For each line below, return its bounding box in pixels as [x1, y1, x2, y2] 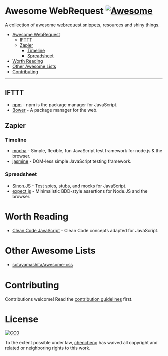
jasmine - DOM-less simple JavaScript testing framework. [12, 158, 132, 164]
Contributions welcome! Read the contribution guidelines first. [5, 296, 133, 302]
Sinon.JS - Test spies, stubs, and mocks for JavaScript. [12, 183, 127, 189]
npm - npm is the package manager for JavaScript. [12, 101, 118, 108]
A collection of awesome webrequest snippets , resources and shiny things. [5, 22, 160, 28]
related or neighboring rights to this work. [5, 345, 91, 351]
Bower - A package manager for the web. [12, 107, 98, 113]
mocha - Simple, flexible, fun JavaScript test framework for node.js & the [12, 148, 163, 154]
